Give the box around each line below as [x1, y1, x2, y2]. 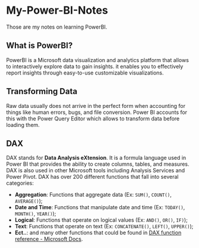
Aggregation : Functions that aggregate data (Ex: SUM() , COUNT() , [14, 191, 172, 199]
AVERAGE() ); [14, 197, 43, 204]
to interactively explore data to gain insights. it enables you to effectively [6, 63, 184, 70]
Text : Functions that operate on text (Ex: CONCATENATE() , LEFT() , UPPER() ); [14, 223, 194, 230]
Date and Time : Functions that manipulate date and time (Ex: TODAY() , [14, 204, 185, 211]
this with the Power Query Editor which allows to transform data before [6, 114, 180, 122]
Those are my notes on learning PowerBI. [6, 23, 108, 30]
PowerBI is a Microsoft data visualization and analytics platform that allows [6, 56, 189, 63]
